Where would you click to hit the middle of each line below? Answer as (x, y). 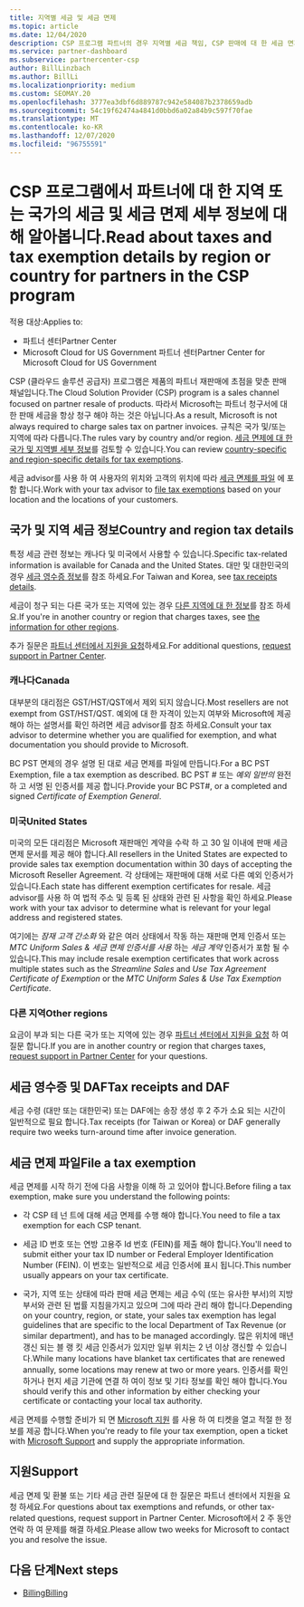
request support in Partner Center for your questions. (109, 1056)
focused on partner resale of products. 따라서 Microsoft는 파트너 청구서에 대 (148, 403)
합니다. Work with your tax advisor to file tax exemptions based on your (150, 489)
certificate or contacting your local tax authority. (113, 1401)
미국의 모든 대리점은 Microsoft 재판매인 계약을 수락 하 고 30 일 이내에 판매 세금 (148, 842)
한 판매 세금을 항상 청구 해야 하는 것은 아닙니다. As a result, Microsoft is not (143, 415)
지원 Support (44, 1472)
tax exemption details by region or (140, 257)
